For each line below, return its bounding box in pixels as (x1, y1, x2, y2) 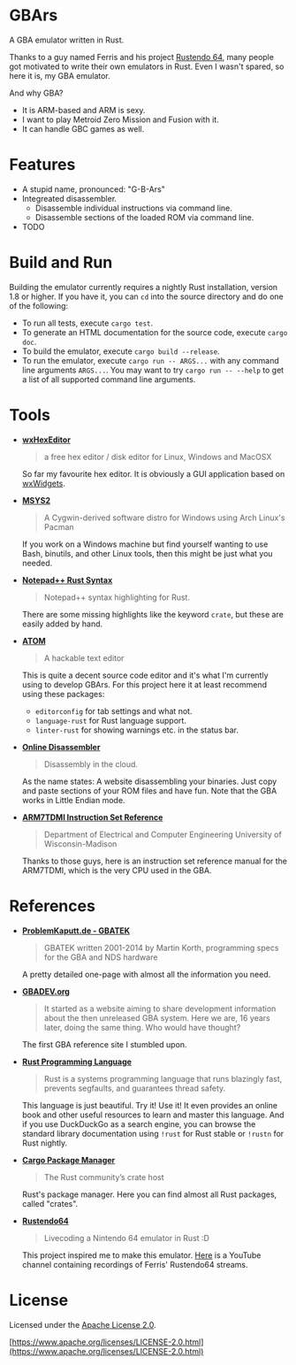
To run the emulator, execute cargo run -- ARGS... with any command (21, 355, 280, 365)
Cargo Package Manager (21, 1154, 116, 1165)
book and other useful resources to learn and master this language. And (21, 1109, 285, 1120)
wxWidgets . (21, 478, 66, 488)
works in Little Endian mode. (21, 794, 125, 805)
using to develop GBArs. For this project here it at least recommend (21, 679, 268, 690)
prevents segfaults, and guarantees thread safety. (43, 1083, 226, 1093)
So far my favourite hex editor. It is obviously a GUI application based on (21, 468, 285, 479)
